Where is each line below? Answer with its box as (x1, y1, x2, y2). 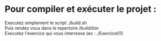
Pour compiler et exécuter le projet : (4, 3, 156, 15)
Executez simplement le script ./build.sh (4, 20, 87, 26)
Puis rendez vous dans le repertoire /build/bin (4, 25, 99, 31)
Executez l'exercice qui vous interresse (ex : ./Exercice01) (4, 30, 123, 36)
